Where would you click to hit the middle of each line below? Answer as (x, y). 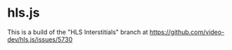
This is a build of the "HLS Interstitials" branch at (78, 32)
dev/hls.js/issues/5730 (40, 39)
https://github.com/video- (187, 32)
